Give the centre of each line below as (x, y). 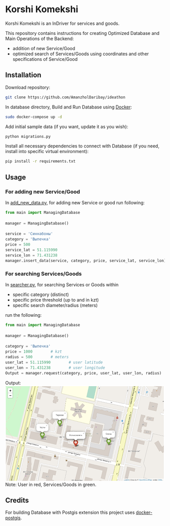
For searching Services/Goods (44, 274)
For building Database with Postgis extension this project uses (70, 512)
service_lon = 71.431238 (31, 255)
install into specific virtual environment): (47, 152)
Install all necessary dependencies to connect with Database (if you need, (82, 146)
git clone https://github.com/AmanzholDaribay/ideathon (65, 97)
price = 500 (18, 245)
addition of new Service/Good (44, 48)
